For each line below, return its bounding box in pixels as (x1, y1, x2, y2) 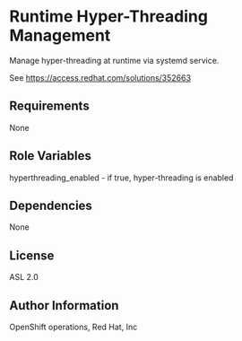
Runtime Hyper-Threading (9, 6, 209, 27)
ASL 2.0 (9, 272, 39, 283)
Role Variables (9, 148, 91, 163)
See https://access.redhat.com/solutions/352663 (9, 72, 191, 83)
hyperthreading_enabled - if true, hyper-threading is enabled (9, 172, 234, 183)
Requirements (9, 99, 90, 114)
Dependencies (9, 197, 92, 213)
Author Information (9, 298, 119, 313)
